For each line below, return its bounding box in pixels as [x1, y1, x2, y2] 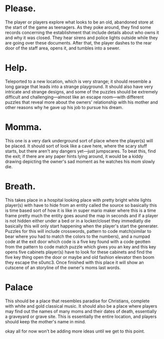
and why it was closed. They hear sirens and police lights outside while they [5, 35, 158, 41]
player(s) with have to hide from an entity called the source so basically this [5, 202, 157, 208]
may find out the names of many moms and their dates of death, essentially [5, 308, 157, 314]
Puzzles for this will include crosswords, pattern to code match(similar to [5, 228, 151, 234]
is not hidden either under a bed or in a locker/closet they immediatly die [5, 218, 151, 224]
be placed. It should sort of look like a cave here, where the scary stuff [5, 143, 147, 149]
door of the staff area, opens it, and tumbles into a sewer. [5, 45, 121, 51]
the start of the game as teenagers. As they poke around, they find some [5, 24, 151, 30]
